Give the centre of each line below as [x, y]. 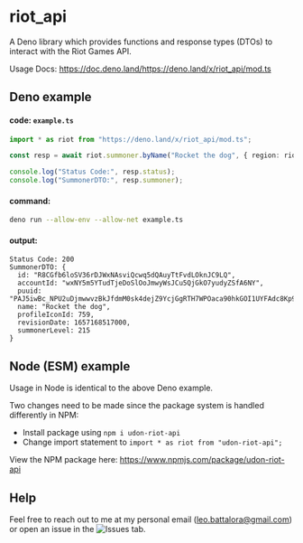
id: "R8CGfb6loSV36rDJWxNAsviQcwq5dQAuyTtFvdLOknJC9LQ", [127, 276]
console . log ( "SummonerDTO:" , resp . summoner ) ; [96, 181]
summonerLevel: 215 [54, 331]
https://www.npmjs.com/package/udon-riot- [202, 460]
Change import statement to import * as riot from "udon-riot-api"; [152, 442]
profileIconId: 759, [56, 315]
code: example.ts [41, 120]
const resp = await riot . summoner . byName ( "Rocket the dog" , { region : [145, 155]
